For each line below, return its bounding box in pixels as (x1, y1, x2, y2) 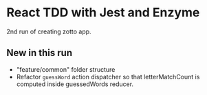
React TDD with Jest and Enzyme (6, 5, 200, 21)
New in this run (6, 47, 73, 59)
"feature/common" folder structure (16, 65, 116, 73)
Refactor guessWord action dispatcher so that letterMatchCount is (16, 72, 200, 81)
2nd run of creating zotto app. (6, 27, 91, 36)
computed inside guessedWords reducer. (16, 80, 134, 88)
